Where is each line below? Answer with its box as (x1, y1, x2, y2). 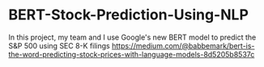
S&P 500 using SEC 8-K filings (8, 40, 111, 50)
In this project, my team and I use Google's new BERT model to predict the (8, 32, 257, 42)
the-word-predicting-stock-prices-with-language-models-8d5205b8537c (8, 49, 255, 59)
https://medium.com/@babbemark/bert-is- (112, 40, 255, 50)
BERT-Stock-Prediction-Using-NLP (8, 6, 249, 24)
